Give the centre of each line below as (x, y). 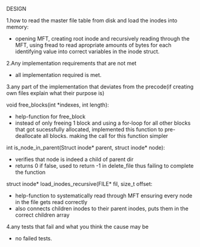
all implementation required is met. (58, 75)
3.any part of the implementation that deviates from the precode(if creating (100, 87)
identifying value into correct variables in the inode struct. (87, 51)
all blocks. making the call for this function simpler (105, 136)
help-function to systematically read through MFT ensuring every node (104, 196)
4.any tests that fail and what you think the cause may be (78, 227)
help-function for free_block (50, 117)
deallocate (28, 136)
